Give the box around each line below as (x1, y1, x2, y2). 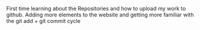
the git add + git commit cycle (6, 18, 80, 24)
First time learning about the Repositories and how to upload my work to (6, 5, 186, 12)
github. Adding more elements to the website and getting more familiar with (6, 11, 195, 18)
